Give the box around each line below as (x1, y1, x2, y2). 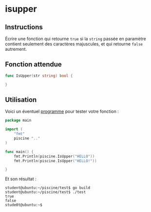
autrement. (5, 46, 27, 52)
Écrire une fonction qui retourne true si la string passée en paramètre (5, 36, 146, 42)
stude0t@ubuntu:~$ (5, 203, 42, 208)
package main (5, 118, 32, 123)
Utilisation (5, 95, 37, 104)
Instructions (5, 23, 43, 31)
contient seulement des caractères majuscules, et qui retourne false (5, 41, 143, 47)
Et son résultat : (5, 176, 37, 182)
